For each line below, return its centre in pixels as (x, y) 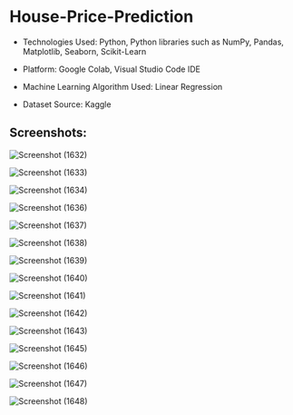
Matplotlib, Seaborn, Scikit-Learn (84, 51)
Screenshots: (49, 133)
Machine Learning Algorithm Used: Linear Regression (122, 86)
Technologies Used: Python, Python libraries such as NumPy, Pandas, (153, 42)
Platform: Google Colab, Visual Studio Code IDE (112, 69)
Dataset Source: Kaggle (67, 104)
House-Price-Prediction (102, 17)
